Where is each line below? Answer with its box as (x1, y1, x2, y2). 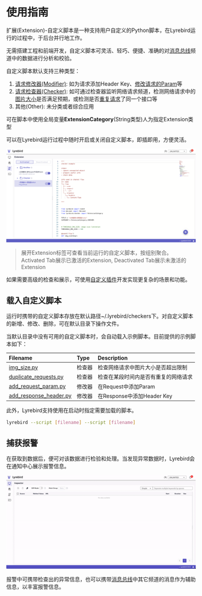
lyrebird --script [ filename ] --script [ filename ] (6, 420, 136, 426)
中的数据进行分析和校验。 (11, 54, 75, 62)
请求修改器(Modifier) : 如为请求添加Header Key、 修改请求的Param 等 (14, 80, 183, 87)
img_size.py (8, 363, 38, 371)
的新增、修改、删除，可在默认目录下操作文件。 (6, 320, 122, 328)
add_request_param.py (8, 382, 66, 390)
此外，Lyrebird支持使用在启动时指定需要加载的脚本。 (6, 407, 137, 414)
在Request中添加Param (97, 382, 155, 390)
